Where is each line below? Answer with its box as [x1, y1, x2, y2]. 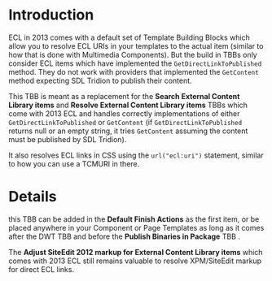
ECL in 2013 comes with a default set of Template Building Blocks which [8, 32, 250, 42]
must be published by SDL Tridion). [8, 134, 127, 144]
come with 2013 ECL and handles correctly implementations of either [8, 108, 240, 119]
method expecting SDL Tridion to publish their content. [8, 76, 193, 85]
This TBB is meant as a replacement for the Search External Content [8, 91, 240, 101]
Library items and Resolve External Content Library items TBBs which [8, 100, 248, 110]
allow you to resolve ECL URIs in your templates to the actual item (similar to [8, 41, 264, 50]
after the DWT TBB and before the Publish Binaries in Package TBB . [8, 231, 240, 241]
